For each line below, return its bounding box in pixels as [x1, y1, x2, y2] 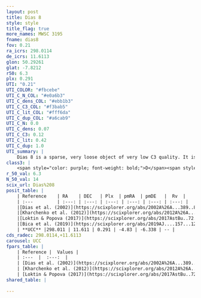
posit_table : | [6, 187, 44, 193]
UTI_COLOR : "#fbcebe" [6, 87, 60, 93]
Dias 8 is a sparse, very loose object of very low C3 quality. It [17, 154, 188, 160]
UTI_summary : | [6, 148, 44, 154]
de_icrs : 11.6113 [6, 53, 50, 59]
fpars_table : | [6, 243, 44, 249]
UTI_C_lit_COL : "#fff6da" [6, 109, 71, 115]
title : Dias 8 [6, 14, 42, 20]
